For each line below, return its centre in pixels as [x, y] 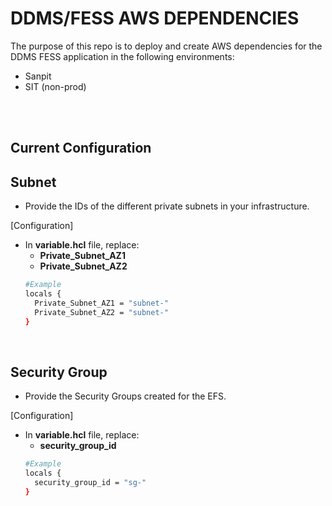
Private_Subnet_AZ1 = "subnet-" [101, 303]
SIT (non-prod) [55, 86]
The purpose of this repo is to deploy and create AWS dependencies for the [166, 46]
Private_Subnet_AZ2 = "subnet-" [101, 312]
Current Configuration [81, 148]
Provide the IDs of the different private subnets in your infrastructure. [167, 206]
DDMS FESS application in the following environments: [122, 56]
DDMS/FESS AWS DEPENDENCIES [155, 18]
